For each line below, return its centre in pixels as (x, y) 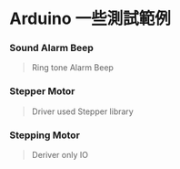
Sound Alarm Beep (51, 48)
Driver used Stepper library (82, 111)
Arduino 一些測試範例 (90, 19)
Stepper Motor (42, 91)
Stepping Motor (45, 135)
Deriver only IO (60, 155)
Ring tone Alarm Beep (72, 68)
